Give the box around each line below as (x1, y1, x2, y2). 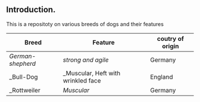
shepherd (9, 59, 36, 68)
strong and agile (62, 56, 109, 64)
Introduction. (6, 5, 56, 15)
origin (161, 42, 180, 50)
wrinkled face (62, 76, 101, 85)
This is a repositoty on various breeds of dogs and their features (6, 20, 164, 27)
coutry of (157, 34, 185, 43)
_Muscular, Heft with (62, 69, 121, 77)
